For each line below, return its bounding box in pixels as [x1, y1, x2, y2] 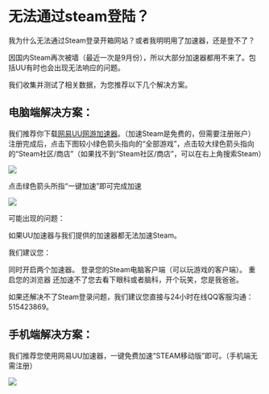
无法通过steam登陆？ [8, 7, 151, 26]
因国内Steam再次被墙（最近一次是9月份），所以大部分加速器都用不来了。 [8, 52, 250, 62]
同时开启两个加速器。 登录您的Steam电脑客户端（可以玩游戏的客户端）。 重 [8, 264, 256, 274]
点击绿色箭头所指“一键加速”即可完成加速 [8, 180, 143, 190]
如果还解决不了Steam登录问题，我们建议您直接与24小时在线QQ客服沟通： [8, 292, 254, 301]
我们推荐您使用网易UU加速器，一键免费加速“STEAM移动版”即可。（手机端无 [8, 350, 258, 360]
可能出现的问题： [8, 213, 65, 222]
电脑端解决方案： [8, 106, 93, 119]
